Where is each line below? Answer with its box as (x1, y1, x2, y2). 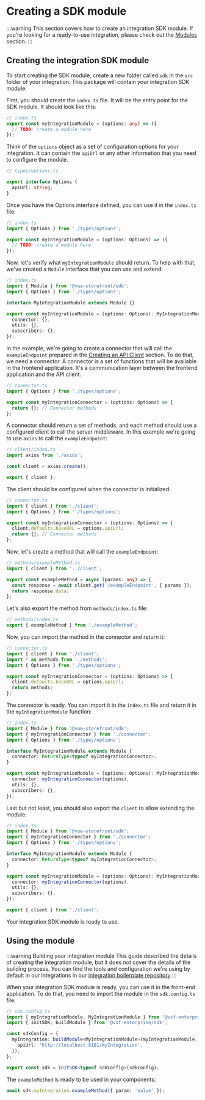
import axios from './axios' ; (6, 452, 84, 459)
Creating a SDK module (6, 4, 127, 18)
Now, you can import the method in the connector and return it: (6, 633, 165, 641)
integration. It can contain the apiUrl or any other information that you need (6, 149, 196, 157)
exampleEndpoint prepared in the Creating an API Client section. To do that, (6, 351, 194, 358)
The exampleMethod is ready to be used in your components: (6, 1076, 156, 1083)
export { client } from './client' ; (6, 907, 99, 913)
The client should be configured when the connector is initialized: (6, 485, 171, 492)
